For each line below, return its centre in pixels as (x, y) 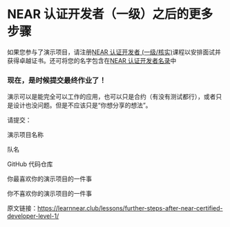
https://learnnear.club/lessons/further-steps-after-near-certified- (130, 208)
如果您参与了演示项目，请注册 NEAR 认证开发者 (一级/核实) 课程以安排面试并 (114, 52)
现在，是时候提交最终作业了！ (57, 80)
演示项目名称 (25, 135)
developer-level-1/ (33, 216)
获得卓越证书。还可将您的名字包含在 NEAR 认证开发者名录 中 (92, 60)
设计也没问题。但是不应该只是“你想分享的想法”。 (82, 105)
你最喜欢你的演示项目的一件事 (49, 179)
